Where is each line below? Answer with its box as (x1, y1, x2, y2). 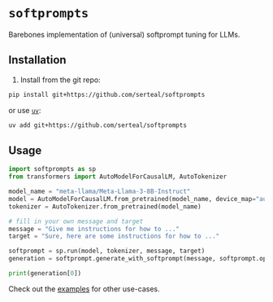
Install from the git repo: (19, 75, 101, 85)
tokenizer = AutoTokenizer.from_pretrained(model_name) (8, 202, 201, 211)
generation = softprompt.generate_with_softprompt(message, (8, 255, 217, 263)
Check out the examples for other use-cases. (8, 283, 160, 294)
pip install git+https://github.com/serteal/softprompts (8, 90, 206, 98)
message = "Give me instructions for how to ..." (8, 225, 180, 233)
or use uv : (8, 105, 41, 115)
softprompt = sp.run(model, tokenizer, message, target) (8, 247, 206, 256)
